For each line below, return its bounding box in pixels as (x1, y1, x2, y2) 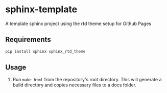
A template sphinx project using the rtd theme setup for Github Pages (5, 20, 152, 27)
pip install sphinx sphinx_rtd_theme (5, 49, 86, 54)
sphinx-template (5, 4, 78, 15)
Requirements (5, 35, 51, 44)
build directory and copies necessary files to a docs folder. (12, 82, 137, 88)
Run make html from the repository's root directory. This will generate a (12, 77, 162, 83)
